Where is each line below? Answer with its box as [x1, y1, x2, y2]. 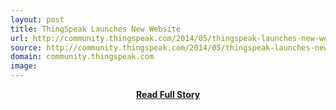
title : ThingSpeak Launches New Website [10, 24, 182, 34]
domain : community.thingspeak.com [10, 52, 155, 62]
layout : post [10, 14, 65, 25]
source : [10, 42, 43, 53]
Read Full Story [135, 89, 201, 100]
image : [10, 61, 38, 71]
